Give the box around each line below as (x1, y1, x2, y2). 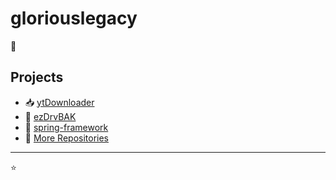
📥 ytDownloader (24, 96, 95, 108)
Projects (10, 69, 64, 86)
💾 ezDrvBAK (24, 110, 77, 122)
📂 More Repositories (24, 132, 110, 144)
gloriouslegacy (10, 7, 138, 30)
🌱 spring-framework (24, 121, 109, 133)
